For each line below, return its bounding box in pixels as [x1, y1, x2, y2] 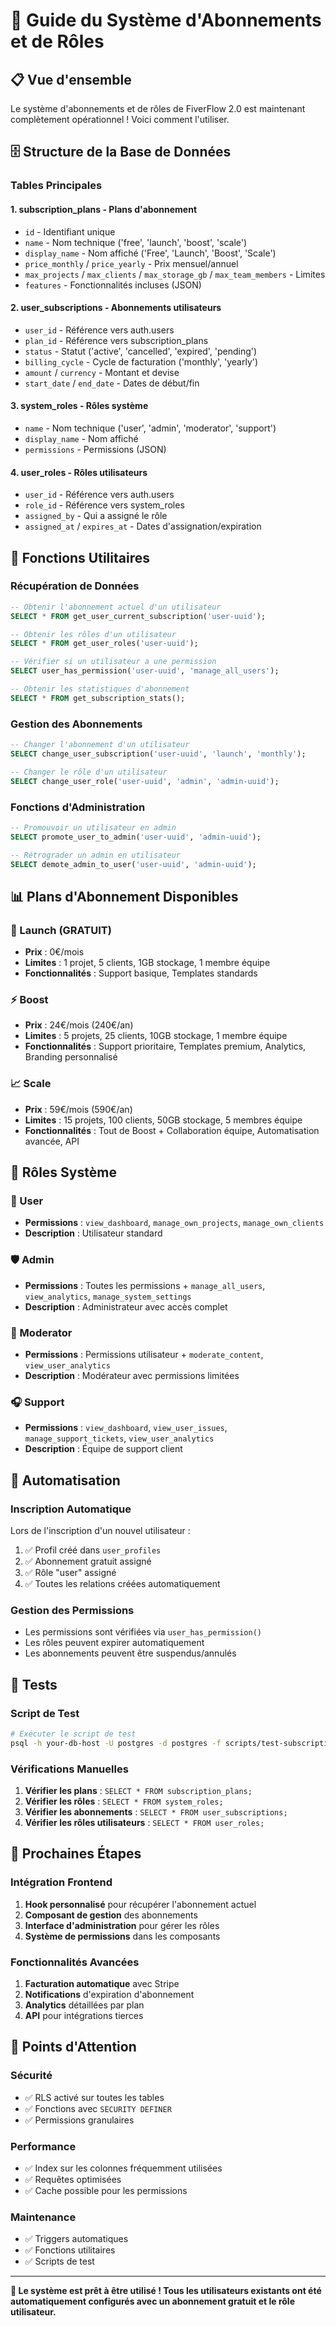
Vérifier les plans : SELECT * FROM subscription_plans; [24, 1784, 253, 1796]
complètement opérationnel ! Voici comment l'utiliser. [10, 114, 230, 125]
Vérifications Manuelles [10, 1762, 129, 1776]
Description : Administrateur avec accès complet [24, 1300, 228, 1313]
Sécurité [10, 2069, 53, 2083]
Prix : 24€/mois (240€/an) [24, 1019, 134, 1031]
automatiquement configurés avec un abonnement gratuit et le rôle [10, 2295, 295, 2308]
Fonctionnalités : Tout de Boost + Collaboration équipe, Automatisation [24, 1124, 320, 1136]
